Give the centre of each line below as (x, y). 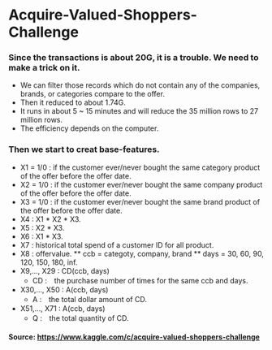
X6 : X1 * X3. (41, 236)
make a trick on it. (44, 68)
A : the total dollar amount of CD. (90, 299)
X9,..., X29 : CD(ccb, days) (65, 270)
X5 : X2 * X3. (42, 227)
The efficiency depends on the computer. (89, 128)
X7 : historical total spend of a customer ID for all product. (117, 244)
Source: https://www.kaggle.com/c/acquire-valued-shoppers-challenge (134, 337)
